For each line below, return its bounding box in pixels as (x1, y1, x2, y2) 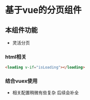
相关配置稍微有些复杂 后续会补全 (12, 90, 79, 96)
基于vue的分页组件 (5, 4, 82, 16)
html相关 (5, 53, 27, 60)
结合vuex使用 (5, 78, 38, 85)
